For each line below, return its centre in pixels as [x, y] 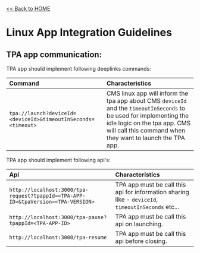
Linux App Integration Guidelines [89, 33]
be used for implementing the [148, 116]
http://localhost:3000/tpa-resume [58, 237]
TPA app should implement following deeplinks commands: [79, 69]
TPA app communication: [54, 54]
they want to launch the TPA [146, 138]
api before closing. [141, 241]
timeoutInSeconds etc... [147, 207]
